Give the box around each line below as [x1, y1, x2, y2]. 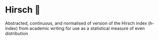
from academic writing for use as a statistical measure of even [19, 25, 145, 31]
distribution [5, 30, 28, 36]
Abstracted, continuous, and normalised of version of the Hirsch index [5, 20, 147, 26]
